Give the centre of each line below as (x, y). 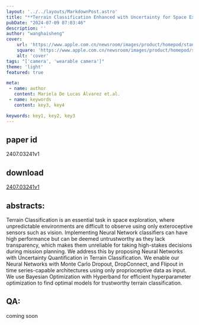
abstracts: (26, 205)
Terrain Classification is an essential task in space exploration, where (90, 219)
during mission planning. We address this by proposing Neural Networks (94, 251)
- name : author (27, 89)
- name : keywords (30, 100)
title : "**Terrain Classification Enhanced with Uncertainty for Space (96, 17)
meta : (13, 83)
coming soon (22, 316)
